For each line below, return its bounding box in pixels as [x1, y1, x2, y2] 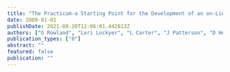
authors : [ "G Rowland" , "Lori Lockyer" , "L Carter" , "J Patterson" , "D [7, 29, 216, 36]
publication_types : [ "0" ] [7, 36, 81, 43]
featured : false [7, 49, 53, 56]
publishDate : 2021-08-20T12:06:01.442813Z [7, 23, 130, 29]
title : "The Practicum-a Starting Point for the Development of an [7, 10, 204, 17]
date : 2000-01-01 [7, 16, 57, 23]
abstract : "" [7, 42, 44, 49]
